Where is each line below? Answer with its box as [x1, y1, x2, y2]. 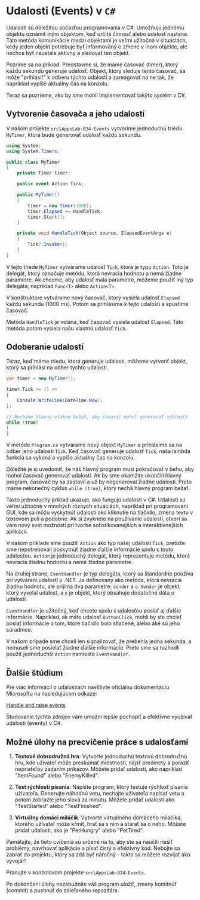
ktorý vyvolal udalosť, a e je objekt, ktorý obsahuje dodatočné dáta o [6, 589, 175, 596]
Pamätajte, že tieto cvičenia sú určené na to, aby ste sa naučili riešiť [6, 838, 173, 845]
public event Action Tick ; [17, 181, 84, 187]
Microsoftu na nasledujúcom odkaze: [6, 690, 97, 697]
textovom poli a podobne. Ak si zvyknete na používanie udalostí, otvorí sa [6, 515, 187, 522]
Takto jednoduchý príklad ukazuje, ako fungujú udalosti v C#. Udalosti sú [6, 496, 186, 503]
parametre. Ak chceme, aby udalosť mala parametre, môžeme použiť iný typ [6, 276, 193, 283]
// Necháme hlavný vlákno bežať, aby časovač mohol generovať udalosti [6, 414, 188, 420]
